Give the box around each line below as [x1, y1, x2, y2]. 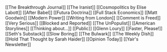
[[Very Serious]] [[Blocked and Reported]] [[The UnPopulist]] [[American [5, 20, 155, 26]
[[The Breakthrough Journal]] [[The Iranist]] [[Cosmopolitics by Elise [5, 4, 146, 10]
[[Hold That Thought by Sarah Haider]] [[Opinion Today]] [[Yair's [5, 36, 139, 42]
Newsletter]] [5, 41, 31, 47]
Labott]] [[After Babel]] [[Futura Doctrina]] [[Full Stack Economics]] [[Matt [5, 9, 157, 15]
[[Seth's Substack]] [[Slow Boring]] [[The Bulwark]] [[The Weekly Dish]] [5, 31, 154, 36]
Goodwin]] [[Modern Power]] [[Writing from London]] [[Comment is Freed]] [5, 15, 161, 20]
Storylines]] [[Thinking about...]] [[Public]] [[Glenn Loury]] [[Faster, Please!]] [5, 25, 163, 31]
